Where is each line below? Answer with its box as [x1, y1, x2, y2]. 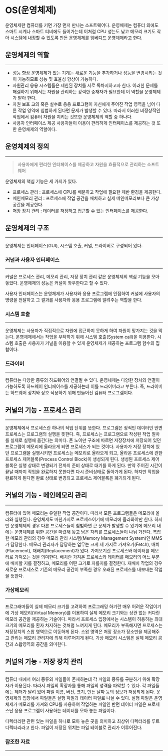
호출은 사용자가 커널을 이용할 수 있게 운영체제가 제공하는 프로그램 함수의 [14, 340, 155, 346]
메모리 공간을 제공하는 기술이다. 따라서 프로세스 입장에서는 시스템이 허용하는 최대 [5, 616, 163, 622]
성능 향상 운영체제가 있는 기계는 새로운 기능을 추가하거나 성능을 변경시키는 [12, 70, 157, 76]
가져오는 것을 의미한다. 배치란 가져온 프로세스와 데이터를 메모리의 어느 [14, 554, 151, 560]
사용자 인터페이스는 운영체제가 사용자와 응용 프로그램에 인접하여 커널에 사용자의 [5, 290, 160, 296]
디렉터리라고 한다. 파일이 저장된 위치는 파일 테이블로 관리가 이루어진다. [5, 724, 142, 730]
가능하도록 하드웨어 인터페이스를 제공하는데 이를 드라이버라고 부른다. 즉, [5, 383, 145, 389]
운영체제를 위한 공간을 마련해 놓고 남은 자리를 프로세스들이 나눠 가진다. [14, 529, 152, 535]
